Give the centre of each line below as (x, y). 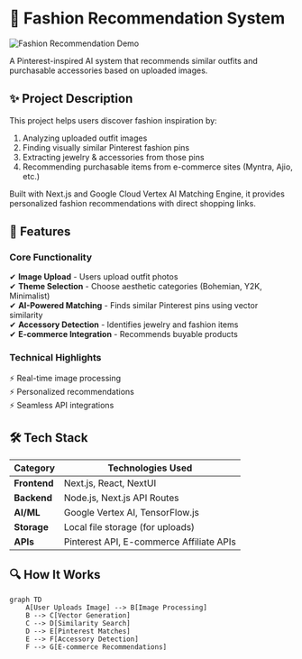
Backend (33, 498)
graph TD (26, 600)
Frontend (34, 483)
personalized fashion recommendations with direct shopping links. (133, 203)
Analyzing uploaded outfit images (85, 138)
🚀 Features (40, 232)
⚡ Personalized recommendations (72, 391)
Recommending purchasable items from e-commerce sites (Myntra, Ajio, (157, 167)
